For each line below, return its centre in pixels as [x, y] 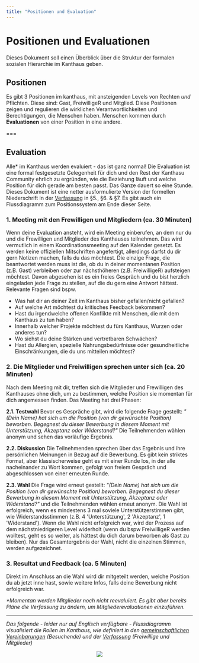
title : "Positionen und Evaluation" [51, 12]
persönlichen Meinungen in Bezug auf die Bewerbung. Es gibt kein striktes [97, 454]
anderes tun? [31, 333]
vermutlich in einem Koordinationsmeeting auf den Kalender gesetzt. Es [94, 245]
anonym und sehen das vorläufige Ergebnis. [60, 437]
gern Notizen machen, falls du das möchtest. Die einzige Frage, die [88, 258]
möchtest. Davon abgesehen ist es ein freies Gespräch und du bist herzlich [98, 277]
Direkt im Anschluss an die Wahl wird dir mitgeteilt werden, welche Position [98, 576]
